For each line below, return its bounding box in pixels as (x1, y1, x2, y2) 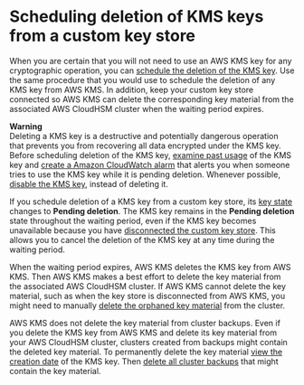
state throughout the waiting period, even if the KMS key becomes (9, 215, 257, 226)
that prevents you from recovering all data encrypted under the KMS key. (9, 140, 282, 151)
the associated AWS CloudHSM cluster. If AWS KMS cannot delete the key (9, 280, 287, 291)
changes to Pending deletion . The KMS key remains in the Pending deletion (9, 205, 295, 216)
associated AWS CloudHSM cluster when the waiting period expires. (9, 103, 264, 114)
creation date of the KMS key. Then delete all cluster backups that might (9, 355, 279, 367)
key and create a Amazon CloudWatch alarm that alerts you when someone (9, 159, 290, 170)
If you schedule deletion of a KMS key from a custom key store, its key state (9, 196, 292, 207)
